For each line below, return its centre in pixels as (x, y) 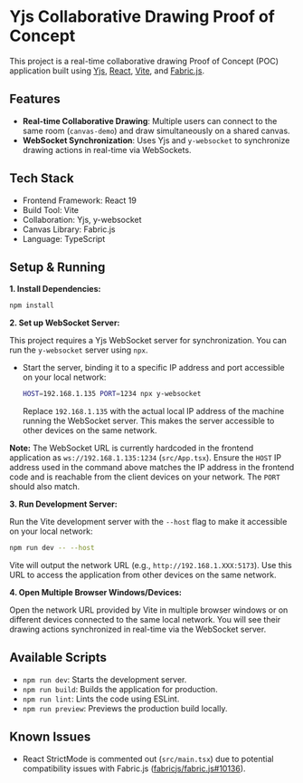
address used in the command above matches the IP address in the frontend (152, 468)
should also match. (45, 487)
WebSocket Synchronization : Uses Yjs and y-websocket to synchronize (156, 140)
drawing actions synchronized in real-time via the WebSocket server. (138, 629)
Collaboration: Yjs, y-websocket (82, 219)
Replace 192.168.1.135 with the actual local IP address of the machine (153, 411)
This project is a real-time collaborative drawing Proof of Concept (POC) (144, 61)
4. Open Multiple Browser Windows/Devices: (96, 592)
